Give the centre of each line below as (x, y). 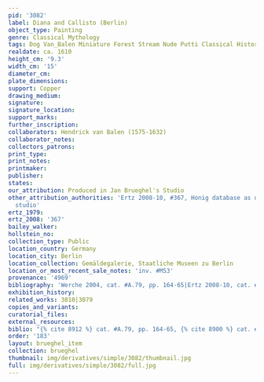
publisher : (26, 176)
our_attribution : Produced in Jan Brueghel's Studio (96, 190)
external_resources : (42, 322)
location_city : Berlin (45, 256)
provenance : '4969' (40, 278)
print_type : (27, 154)
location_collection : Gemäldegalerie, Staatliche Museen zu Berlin (121, 264)
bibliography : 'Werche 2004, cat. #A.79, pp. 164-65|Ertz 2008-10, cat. (130, 286)
